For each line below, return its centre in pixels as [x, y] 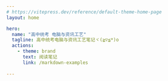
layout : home [23, 18]
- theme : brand [37, 51]
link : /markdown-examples [55, 62]
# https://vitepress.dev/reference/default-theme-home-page [84, 12]
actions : [23, 46]
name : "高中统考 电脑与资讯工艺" [49, 34]
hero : [13, 29]
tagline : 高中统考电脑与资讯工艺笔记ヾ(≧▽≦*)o [65, 40]
